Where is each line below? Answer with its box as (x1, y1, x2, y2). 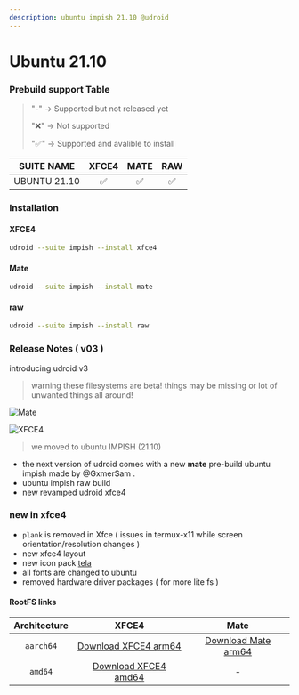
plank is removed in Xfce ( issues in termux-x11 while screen (21, 529, 243, 539)
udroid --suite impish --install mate (9, 282, 153, 292)
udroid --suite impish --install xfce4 (9, 244, 158, 253)
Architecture (13, 619, 69, 632)
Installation (9, 202, 60, 214)
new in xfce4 (9, 509, 67, 521)
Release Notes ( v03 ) (9, 343, 104, 355)
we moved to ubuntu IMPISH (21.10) (30, 441, 162, 452)
